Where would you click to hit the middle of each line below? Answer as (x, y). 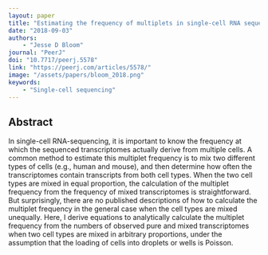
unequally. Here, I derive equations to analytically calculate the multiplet (126, 218)
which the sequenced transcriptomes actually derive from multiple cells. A (130, 150)
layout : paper (32, 16)
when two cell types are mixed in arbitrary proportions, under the (115, 234)
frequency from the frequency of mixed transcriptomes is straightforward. (130, 192)
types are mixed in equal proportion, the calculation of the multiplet (119, 183)
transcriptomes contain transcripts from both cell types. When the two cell (130, 175)
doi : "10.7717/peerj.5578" (53, 61)
